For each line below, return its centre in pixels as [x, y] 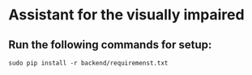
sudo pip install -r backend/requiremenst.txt [88, 63]
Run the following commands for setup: [110, 45]
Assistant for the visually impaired [126, 15]
